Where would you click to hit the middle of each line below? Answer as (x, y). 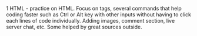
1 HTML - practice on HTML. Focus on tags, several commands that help (94, 8)
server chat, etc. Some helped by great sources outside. (74, 27)
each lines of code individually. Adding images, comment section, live (91, 21)
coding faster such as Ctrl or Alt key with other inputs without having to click (98, 15)
